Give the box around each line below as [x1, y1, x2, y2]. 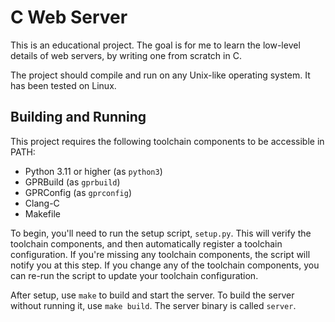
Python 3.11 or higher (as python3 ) [24, 165, 163, 177]
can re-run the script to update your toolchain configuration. [10, 269, 259, 281]
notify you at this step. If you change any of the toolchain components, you [10, 259, 320, 271]
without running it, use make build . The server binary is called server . [10, 299, 297, 311]
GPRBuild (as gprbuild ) [24, 176, 121, 188]
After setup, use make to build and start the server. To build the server [10, 289, 295, 301]
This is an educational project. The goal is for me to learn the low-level [10, 39, 301, 51]
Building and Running [10, 109, 147, 126]
